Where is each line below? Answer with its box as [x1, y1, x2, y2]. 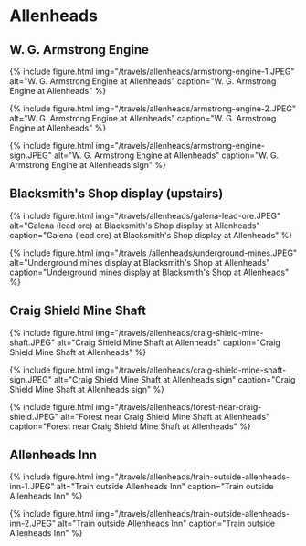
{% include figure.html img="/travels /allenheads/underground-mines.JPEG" [9, 247, 298, 258]
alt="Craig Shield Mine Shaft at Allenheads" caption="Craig [57, 337, 281, 348]
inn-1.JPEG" [9, 481, 55, 492]
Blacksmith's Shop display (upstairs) [9, 186, 224, 202]
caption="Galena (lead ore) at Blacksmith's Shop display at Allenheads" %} [9, 229, 293, 240]
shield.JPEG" [9, 411, 59, 422]
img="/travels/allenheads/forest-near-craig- [95, 401, 262, 412]
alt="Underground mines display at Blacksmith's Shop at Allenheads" [9, 257, 270, 268]
